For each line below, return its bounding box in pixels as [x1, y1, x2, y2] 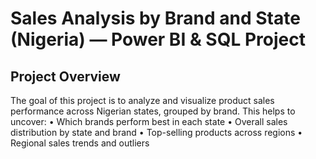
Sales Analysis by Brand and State [10, 7, 301, 30]
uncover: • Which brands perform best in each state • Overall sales [10, 116, 288, 127]
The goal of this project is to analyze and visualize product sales [10, 95, 275, 106]
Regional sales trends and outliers [10, 137, 150, 149]
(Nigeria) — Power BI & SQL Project [10, 28, 306, 51]
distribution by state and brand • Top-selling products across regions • [10, 127, 303, 138]
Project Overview [10, 68, 121, 85]
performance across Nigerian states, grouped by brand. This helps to [10, 105, 296, 117]
